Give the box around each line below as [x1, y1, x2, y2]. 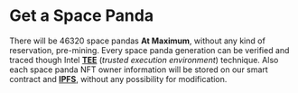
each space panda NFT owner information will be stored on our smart [9, 64, 268, 75]
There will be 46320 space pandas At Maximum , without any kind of [9, 35, 266, 46]
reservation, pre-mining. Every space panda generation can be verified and [9, 44, 290, 55]
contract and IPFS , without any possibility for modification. [9, 73, 228, 84]
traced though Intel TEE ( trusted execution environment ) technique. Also [9, 54, 279, 65]
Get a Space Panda [9, 5, 154, 26]
